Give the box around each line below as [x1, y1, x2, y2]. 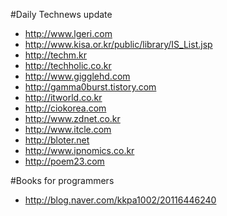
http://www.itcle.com [24, 124, 112, 135]
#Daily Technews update [10, 9, 113, 20]
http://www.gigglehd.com [24, 70, 131, 82]
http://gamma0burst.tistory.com [24, 81, 157, 93]
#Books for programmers [10, 175, 115, 186]
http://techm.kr [24, 49, 88, 61]
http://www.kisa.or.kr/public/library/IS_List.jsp [24, 39, 213, 50]
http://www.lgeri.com [24, 28, 113, 39]
